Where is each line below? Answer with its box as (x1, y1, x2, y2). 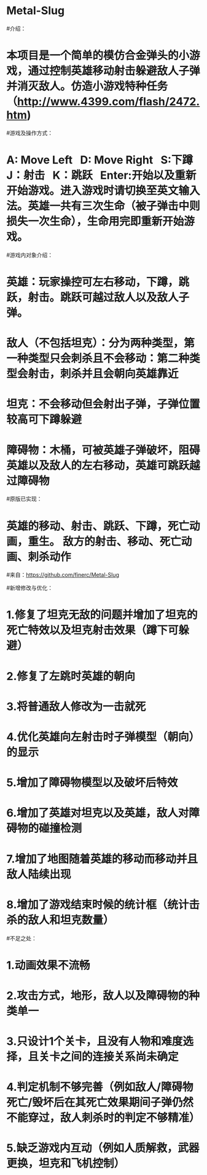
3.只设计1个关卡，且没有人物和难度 (6, 1034, 183, 1048)
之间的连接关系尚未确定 (60, 1050, 179, 1064)
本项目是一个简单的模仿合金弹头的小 (6, 49, 190, 63)
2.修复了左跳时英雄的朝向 (6, 669, 135, 683)
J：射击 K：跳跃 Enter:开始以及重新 (6, 168, 197, 182)
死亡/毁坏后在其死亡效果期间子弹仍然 (6, 1096, 193, 1109)
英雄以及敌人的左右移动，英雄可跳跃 (6, 458, 190, 472)
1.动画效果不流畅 (6, 958, 90, 972)
